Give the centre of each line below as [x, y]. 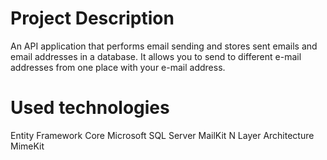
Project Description [92, 18]
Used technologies [90, 108]
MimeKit [27, 146]
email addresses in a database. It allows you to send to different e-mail [156, 56]
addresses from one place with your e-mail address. [118, 67]
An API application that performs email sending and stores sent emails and [164, 46]
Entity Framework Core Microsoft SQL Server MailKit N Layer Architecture [162, 135]
